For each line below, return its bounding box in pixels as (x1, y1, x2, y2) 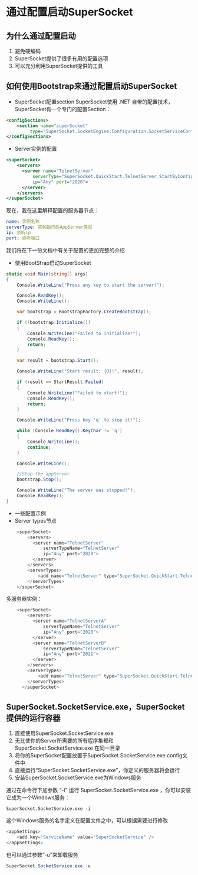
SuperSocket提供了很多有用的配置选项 (14, 55, 108, 62)
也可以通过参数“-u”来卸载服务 (6, 851, 78, 858)
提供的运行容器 (6, 713, 61, 723)
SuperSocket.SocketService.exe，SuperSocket (6, 702, 185, 712)
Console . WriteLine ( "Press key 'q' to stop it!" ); (16, 417, 141, 423)
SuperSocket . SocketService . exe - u (6, 863, 91, 869)
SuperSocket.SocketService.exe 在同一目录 (14, 744, 121, 751)
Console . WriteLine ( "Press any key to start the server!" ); (16, 282, 165, 288)
